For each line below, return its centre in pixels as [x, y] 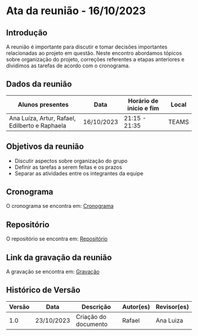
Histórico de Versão [43, 290]
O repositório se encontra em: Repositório [57, 239]
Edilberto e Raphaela [38, 125]
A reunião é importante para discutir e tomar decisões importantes [87, 47]
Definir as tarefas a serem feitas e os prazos [68, 167]
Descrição [96, 306]
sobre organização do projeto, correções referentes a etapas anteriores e [95, 59]
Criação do [91, 317]
